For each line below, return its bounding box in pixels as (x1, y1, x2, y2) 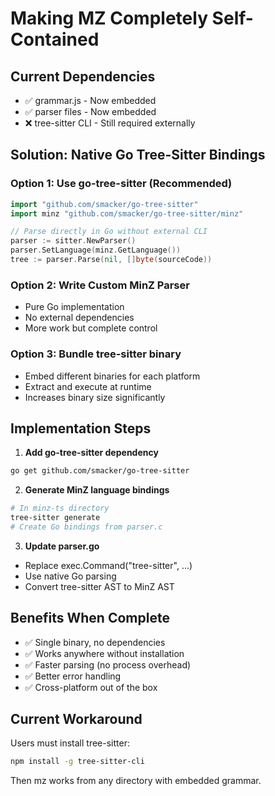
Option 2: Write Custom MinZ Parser (10, 278, 190, 292)
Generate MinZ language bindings (24, 484, 170, 496)
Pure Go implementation (24, 301, 125, 313)
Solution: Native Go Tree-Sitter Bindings (10, 147, 266, 164)
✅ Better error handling (24, 670, 122, 682)
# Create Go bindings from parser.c (10, 522, 163, 532)
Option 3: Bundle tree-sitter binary (10, 347, 182, 361)
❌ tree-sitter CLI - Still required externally (24, 117, 196, 129)
